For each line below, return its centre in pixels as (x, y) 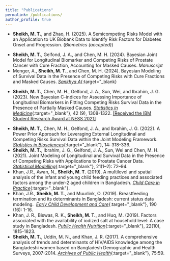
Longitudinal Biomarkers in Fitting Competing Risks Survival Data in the (87, 102)
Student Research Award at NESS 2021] (54, 119)
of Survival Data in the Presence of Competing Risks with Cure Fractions (89, 76)
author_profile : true (28, 19)
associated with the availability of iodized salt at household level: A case (88, 221)
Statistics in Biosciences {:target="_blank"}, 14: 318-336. (72, 145)
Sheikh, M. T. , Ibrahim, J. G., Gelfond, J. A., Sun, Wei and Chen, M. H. (86, 150)
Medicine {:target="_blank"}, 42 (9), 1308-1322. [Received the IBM (82, 113)
